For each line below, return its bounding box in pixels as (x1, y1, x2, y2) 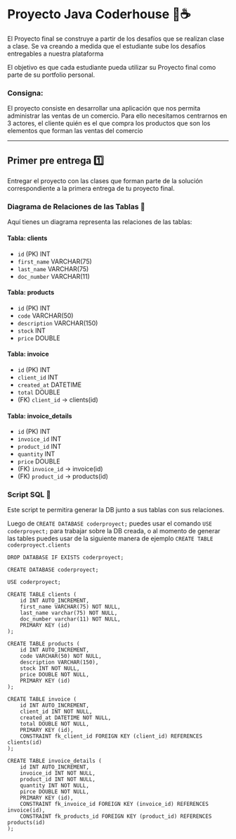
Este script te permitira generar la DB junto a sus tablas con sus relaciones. (7, 506, 225, 514)
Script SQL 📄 (7, 490, 51, 499)
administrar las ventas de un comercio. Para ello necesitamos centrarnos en (7, 111, 228, 120)
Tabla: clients (7, 234, 48, 242)
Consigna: (7, 88, 44, 98)
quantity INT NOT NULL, (20, 782, 90, 790)
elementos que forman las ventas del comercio (7, 127, 143, 135)
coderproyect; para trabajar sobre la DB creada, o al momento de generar (7, 527, 221, 535)
